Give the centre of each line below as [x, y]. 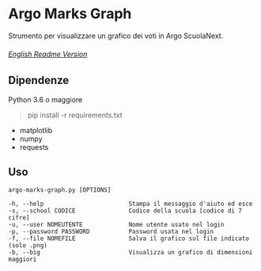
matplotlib [36, 130]
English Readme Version [48, 54]
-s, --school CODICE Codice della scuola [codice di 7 [125, 211]
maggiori [23, 260]
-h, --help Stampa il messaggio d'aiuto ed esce [130, 204]
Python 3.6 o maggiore [45, 99]
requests [34, 147]
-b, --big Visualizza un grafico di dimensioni [130, 253]
